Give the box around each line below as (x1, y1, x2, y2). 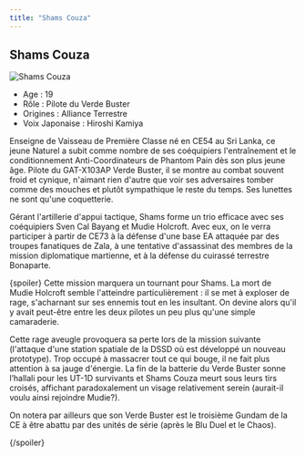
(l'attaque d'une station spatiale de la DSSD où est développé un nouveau (9, 344, 287, 355)
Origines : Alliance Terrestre (22, 109, 128, 119)
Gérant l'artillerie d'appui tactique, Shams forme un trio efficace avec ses (9, 212, 284, 223)
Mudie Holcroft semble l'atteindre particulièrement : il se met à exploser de (9, 287, 290, 298)
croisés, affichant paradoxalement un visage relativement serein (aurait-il (9, 382, 284, 393)
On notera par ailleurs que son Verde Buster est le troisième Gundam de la (9, 410, 289, 421)
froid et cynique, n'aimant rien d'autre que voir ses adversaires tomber (9, 174, 275, 185)
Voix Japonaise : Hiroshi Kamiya (22, 118, 144, 129)
